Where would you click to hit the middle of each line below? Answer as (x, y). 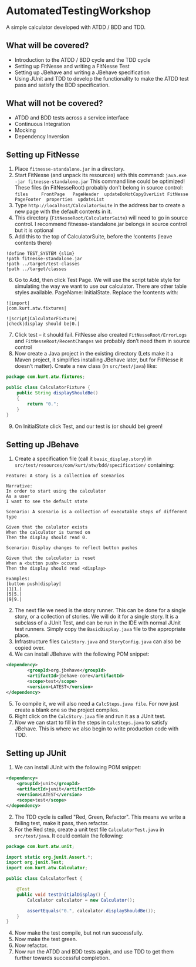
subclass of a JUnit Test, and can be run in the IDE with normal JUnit (97, 623)
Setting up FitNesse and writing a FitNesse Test (72, 66)
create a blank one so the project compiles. (67, 710)
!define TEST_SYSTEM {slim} (40, 254)
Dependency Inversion (42, 136)
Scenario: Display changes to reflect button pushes (72, 548)
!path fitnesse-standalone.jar (44, 259)
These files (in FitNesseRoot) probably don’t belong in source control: (99, 188)
